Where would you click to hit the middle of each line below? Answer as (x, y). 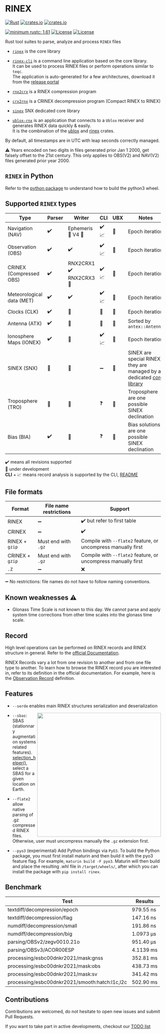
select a (20, 768)
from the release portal (36, 82)
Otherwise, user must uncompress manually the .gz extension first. (81, 841)
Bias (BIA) (19, 437)
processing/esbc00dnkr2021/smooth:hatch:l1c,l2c (67, 982)
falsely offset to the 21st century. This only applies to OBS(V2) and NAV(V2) (82, 155)
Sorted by (139, 321)
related (20, 747)
